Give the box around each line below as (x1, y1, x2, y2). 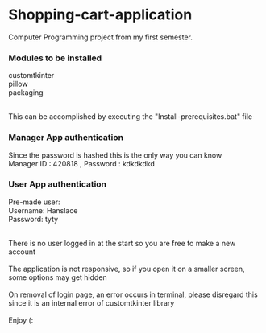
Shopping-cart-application (8, 6, 193, 24)
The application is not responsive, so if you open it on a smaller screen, (8, 264, 245, 273)
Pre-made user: (8, 197, 60, 207)
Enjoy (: (8, 315, 34, 325)
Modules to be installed (8, 52, 102, 64)
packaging (8, 88, 44, 97)
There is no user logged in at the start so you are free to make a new (8, 238, 236, 248)
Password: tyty (8, 214, 59, 224)
